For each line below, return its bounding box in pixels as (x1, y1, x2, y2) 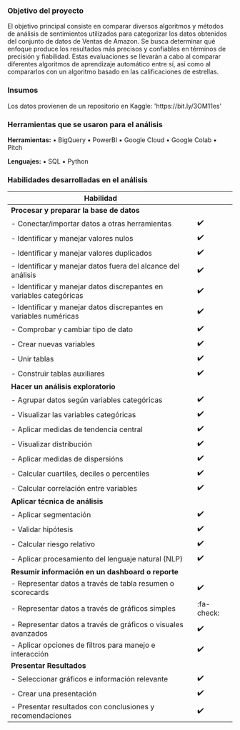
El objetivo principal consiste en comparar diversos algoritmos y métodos (7, 22, 224, 31)
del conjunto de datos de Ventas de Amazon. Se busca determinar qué (7, 37, 216, 46)
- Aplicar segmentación (11, 509, 91, 519)
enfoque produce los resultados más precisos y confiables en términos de (7, 45, 226, 54)
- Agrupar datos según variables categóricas (11, 395, 163, 405)
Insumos (7, 85, 39, 95)
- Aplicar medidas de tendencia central (11, 424, 143, 434)
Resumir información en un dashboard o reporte (11, 567, 179, 577)
